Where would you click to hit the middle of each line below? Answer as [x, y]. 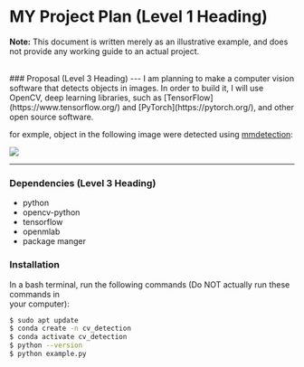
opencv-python [51, 212]
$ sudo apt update [44, 320]
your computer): [39, 304]
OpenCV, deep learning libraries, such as [86, 98]
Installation [35, 265]
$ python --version [46, 345]
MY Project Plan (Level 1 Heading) [139, 17]
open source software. [52, 117]
